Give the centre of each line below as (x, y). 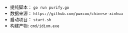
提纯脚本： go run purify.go (39, 7)
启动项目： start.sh (30, 19)
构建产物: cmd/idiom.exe (34, 26)
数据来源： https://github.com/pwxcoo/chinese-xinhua (66, 13)
